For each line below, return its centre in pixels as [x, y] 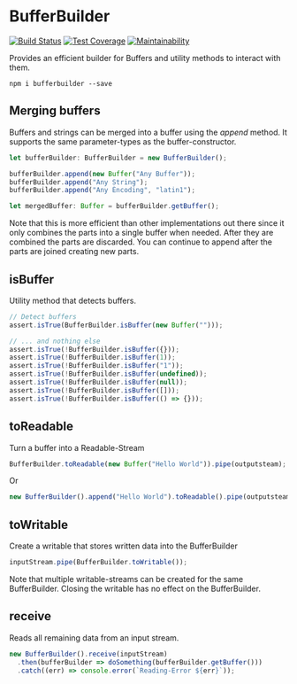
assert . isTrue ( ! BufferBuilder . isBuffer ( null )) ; [99, 383]
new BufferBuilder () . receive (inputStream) [88, 654]
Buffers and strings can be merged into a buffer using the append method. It [148, 132]
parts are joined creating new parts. [74, 252]
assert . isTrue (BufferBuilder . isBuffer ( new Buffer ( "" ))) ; [116, 325]
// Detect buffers [43, 316]
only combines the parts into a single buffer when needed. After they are [141, 233]
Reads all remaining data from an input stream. [94, 637]
